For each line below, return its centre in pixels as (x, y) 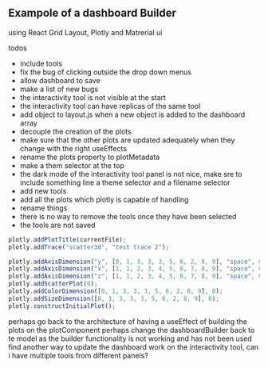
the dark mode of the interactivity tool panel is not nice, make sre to (131, 174)
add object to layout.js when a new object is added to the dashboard (132, 114)
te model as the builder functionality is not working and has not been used (130, 338)
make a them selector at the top (72, 165)
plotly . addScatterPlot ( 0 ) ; (53, 284)
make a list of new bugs (59, 89)
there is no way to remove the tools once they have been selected (128, 216)
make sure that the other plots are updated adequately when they (127, 140)
